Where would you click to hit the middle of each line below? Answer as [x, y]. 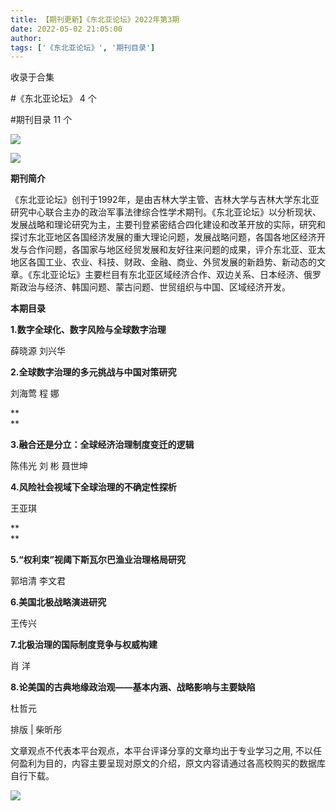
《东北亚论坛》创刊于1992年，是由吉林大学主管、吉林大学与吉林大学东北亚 [165, 200]
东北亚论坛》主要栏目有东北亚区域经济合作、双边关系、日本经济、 [167, 275]
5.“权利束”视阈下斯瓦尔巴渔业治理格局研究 [98, 560]
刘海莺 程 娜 [35, 393]
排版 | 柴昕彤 [36, 730]
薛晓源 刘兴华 [38, 351]
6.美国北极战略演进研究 [58, 602]
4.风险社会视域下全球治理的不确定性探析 [93, 487]
